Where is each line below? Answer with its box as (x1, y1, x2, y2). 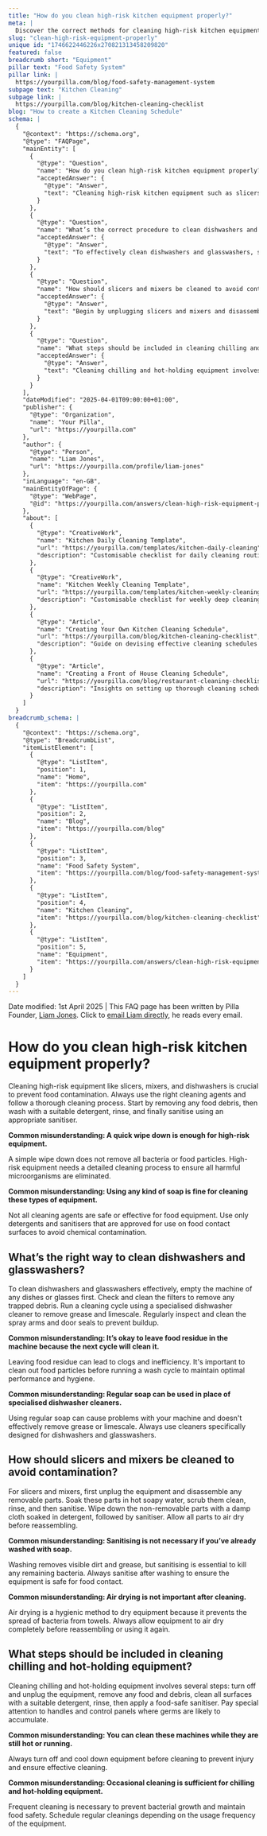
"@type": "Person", (29, 448, 94, 456)
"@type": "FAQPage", (22, 137, 91, 146)
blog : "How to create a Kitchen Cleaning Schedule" (8, 108, 183, 116)
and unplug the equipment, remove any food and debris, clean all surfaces (8, 1689, 253, 1698)
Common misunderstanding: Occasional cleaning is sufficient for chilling (8, 1778, 255, 1787)
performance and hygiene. (8, 1374, 95, 1384)
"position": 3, (37, 854, 87, 863)
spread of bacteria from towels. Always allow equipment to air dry (8, 1616, 224, 1625)
